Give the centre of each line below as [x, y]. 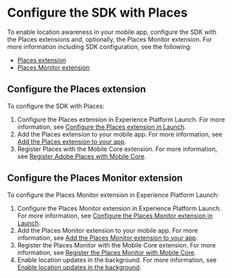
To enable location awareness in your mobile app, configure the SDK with [112, 32]
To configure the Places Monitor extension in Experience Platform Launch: [113, 195]
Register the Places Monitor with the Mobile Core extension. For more [116, 245]
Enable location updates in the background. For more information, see [117, 260]
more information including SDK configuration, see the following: [99, 46]
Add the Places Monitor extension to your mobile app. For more [108, 230]
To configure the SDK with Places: [56, 106]
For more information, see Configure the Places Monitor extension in [115, 216]
